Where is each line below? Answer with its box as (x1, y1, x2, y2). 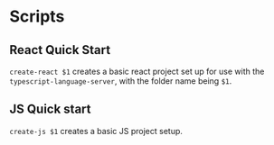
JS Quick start (9, 102, 91, 117)
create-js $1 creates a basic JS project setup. (9, 125, 184, 136)
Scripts (9, 6, 65, 27)
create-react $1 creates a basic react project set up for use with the (9, 66, 265, 77)
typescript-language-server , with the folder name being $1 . (9, 76, 232, 86)
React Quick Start (9, 42, 111, 58)
